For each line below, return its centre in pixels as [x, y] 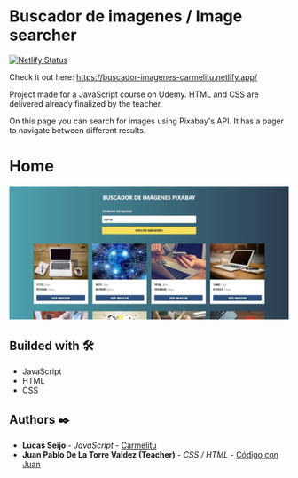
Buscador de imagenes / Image [126, 16]
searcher [43, 35]
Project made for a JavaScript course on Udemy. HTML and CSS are [134, 94]
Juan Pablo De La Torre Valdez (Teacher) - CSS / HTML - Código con [150, 454]
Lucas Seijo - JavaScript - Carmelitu [89, 445]
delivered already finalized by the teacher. [86, 103]
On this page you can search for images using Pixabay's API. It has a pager [147, 121]
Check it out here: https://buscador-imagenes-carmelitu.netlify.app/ [133, 76]
